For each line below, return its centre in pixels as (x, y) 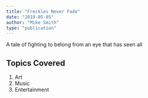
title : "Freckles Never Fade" (43, 11)
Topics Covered (36, 63)
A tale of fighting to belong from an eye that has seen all (74, 45)
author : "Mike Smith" (33, 22)
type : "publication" (32, 28)
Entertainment (32, 90)
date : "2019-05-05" (30, 17)
